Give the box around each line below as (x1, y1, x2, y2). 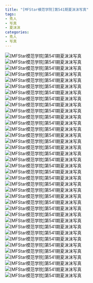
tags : (5, 12, 16, 17)
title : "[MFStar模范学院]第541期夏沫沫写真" (5, 7, 89, 12)
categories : (5, 30, 29, 35)
